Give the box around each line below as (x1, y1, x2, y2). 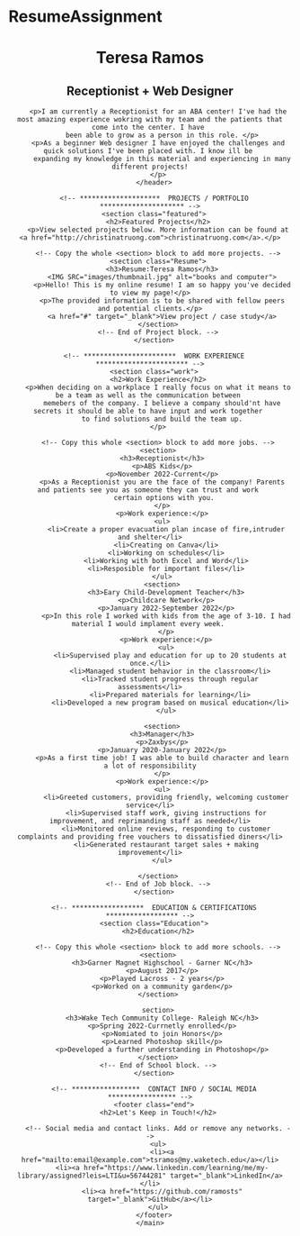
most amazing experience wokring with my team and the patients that (16, 115, 284, 124)
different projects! (110, 162, 190, 172)
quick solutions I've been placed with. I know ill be (43, 147, 253, 156)
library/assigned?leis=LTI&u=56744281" (16, 1171, 167, 1181)
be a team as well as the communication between (55, 391, 242, 400)
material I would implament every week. (71, 620, 225, 629)
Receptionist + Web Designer (66, 83, 234, 98)
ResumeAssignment (8, 6, 163, 27)
